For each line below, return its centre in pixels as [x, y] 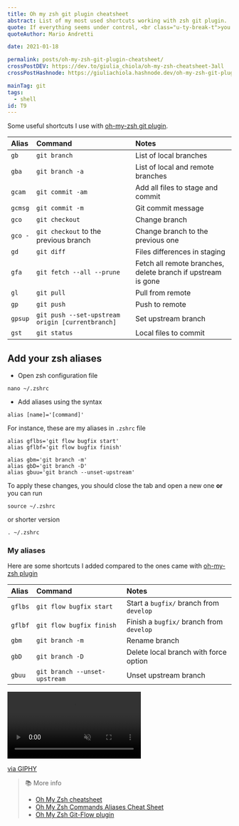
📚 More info [43, 783]
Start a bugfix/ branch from [172, 603]
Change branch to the [171, 231]
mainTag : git [27, 86]
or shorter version [34, 520]
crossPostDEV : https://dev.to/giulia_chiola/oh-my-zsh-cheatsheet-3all [116, 66]
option [137, 661]
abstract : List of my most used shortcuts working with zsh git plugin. [117, 21]
